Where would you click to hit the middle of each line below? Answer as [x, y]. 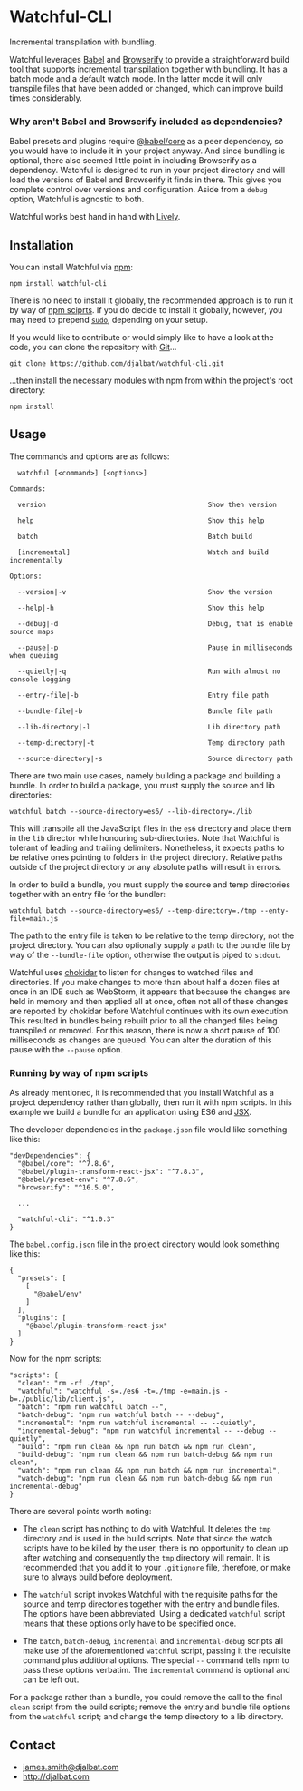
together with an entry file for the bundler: [87, 894]
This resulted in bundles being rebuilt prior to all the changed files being [143, 1020]
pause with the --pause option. [66, 1049]
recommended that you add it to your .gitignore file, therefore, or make [156, 1568]
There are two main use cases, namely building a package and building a [146, 775]
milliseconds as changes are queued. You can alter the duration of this [141, 1040]
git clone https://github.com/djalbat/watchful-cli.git [117, 364]
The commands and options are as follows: [90, 456]
